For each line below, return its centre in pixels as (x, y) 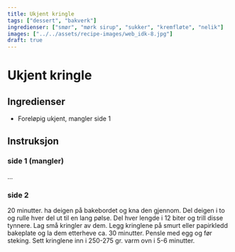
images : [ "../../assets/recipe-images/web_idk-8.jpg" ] (90, 34)
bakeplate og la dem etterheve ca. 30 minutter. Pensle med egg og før (110, 233)
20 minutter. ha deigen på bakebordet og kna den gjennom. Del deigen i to (116, 211)
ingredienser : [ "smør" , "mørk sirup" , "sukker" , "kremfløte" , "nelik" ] (115, 27)
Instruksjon (33, 141)
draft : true (25, 40)
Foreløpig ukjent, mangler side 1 (64, 119)
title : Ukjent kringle (41, 14)
